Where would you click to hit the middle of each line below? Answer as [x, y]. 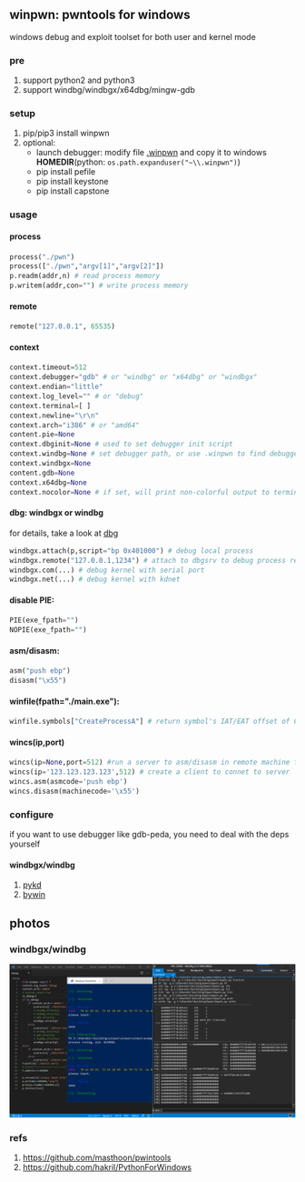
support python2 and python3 [79, 80]
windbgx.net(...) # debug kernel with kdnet [95, 580]
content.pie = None [42, 435]
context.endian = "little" [56, 387]
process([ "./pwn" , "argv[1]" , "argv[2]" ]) [87, 266]
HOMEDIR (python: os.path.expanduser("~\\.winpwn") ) [138, 162]
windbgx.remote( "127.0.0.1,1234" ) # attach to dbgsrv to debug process [148, 560]
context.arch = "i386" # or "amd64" [75, 425]
